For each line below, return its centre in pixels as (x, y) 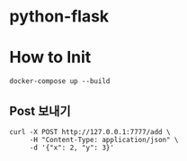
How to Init (50, 58)
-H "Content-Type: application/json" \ (104, 140)
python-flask (59, 17)
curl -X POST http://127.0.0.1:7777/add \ (90, 131)
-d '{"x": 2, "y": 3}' (72, 148)
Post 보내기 (40, 110)
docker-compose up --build (60, 81)
